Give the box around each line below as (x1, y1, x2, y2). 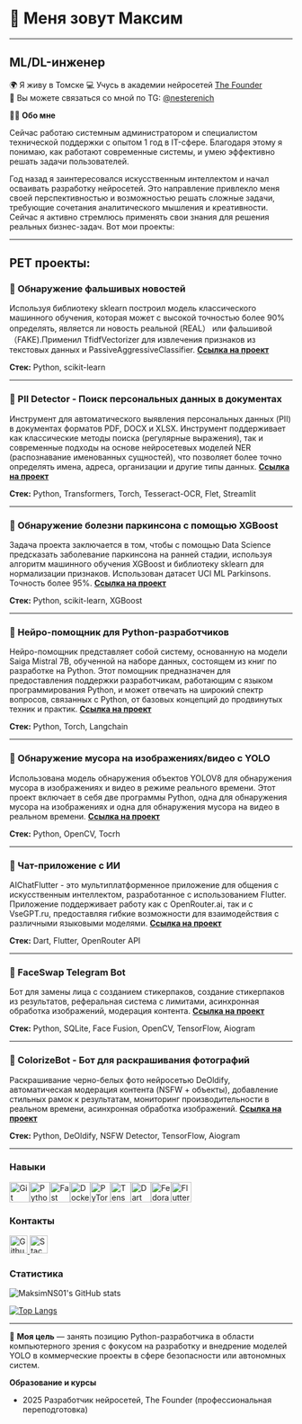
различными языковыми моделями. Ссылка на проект (9, 918, 222, 928)
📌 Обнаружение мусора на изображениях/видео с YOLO (9, 752, 271, 765)
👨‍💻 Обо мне (9, 110, 56, 121)
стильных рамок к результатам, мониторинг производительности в (9, 1093, 270, 1105)
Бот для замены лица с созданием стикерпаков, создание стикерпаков (9, 987, 285, 998)
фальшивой (227, 323, 272, 334)
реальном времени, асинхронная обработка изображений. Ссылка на (9, 1103, 282, 1114)
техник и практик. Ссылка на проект (9, 703, 152, 714)
